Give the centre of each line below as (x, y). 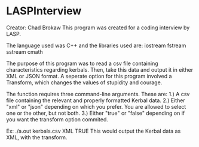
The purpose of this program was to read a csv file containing (82, 63)
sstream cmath (25, 51)
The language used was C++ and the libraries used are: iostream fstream (96, 45)
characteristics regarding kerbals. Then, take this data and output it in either (99, 69)
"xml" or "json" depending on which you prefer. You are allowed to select (96, 106)
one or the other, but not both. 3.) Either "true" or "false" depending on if (96, 113)
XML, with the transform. (37, 137)
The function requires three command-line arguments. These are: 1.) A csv (98, 94)
